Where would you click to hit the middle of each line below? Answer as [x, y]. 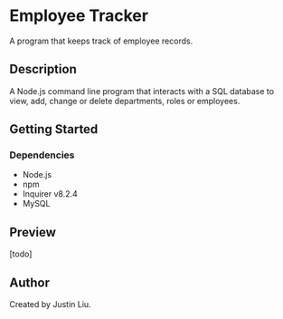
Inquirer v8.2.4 [50, 194]
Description [43, 69]
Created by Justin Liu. [51, 304]
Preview [33, 232]
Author [29, 282]
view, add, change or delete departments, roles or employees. [125, 101]
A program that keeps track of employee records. [101, 41]
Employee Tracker [79, 16]
